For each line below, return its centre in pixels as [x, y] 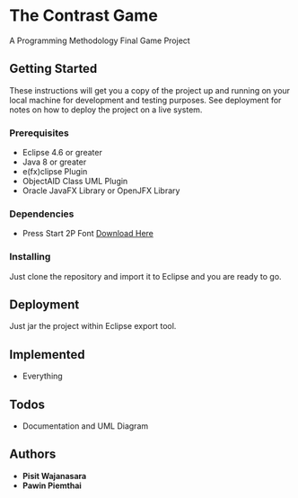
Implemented [47, 355]
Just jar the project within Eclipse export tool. [93, 326]
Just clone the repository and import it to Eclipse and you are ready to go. [145, 276]
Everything [42, 376]
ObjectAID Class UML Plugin [75, 182]
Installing [30, 257]
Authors [33, 454]
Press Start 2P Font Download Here [88, 234]
